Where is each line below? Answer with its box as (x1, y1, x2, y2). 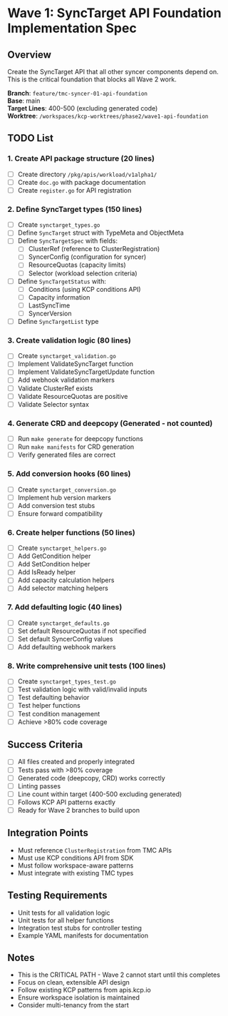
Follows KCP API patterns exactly (17, 798, 116, 806)
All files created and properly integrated (17, 758, 135, 766)
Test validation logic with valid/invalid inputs (17, 685, 147, 694)
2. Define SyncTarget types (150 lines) (7, 204, 142, 214)
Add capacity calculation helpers (17, 576, 115, 584)
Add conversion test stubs (17, 501, 95, 509)
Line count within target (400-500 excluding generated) (17, 790, 182, 798)
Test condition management (17, 709, 100, 718)
